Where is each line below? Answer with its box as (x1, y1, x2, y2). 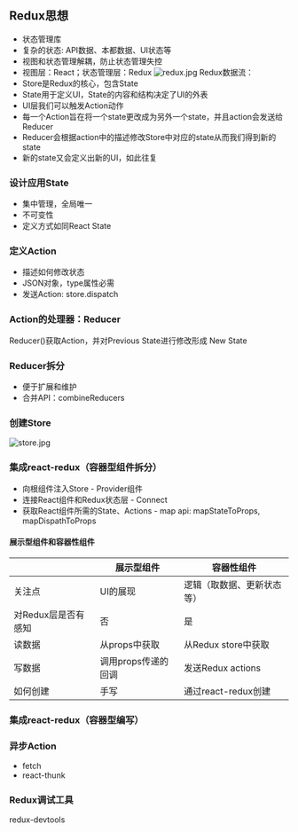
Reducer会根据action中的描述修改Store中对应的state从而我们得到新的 (21, 131, 277, 142)
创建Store (9, 416, 51, 428)
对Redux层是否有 (13, 608, 85, 621)
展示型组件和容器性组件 (9, 537, 95, 547)
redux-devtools (9, 814, 66, 825)
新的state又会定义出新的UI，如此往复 (21, 152, 158, 162)
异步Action (9, 740, 57, 752)
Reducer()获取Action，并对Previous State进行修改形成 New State (9, 335, 247, 346)
